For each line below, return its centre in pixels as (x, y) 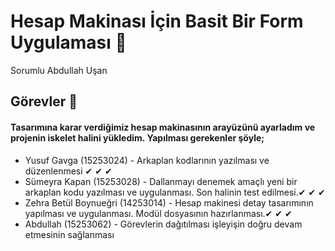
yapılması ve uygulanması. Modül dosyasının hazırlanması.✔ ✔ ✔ (158, 213)
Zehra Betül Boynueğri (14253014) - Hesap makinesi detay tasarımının (169, 202)
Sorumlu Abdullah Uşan (59, 70)
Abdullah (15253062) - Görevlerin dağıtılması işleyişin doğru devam (163, 224)
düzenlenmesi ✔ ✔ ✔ (68, 171)
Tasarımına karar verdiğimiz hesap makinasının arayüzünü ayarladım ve (163, 127)
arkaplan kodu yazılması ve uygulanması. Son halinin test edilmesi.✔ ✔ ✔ (175, 192)
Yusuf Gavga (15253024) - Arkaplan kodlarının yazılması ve (147, 160)
